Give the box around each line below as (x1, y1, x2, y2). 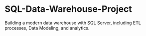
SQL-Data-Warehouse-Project (4, 3, 133, 15)
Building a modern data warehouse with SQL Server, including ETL (4, 20, 142, 26)
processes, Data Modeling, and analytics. (4, 25, 90, 31)
